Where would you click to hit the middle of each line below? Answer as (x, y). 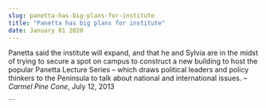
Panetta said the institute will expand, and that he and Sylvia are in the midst (133, 53)
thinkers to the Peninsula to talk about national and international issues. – (128, 78)
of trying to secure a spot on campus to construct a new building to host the (133, 61)
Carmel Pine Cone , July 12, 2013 (61, 87)
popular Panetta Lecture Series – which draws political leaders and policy (129, 70)
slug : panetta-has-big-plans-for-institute (82, 15)
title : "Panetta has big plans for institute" (87, 23)
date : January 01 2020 (46, 30)
